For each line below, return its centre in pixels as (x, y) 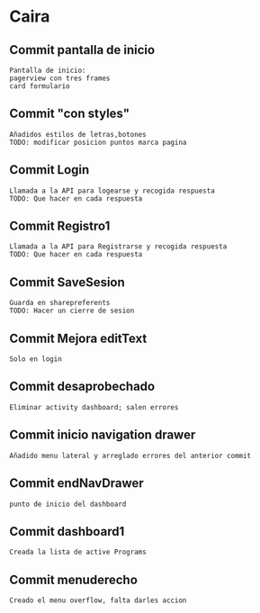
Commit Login (49, 170)
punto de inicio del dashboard (68, 504)
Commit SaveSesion (67, 282)
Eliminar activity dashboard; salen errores (94, 407)
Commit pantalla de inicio (82, 50)
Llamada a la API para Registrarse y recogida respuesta (118, 247)
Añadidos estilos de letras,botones (78, 134)
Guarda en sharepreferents (60, 303)
